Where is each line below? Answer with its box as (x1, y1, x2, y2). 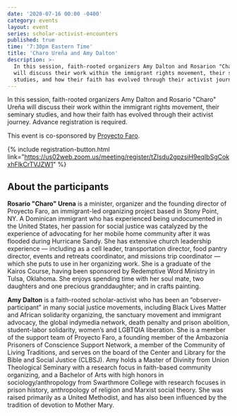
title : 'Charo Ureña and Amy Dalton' (7, 50, 119, 57)
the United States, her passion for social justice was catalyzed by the (7, 222, 208, 230)
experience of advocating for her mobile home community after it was (7, 230, 211, 238)
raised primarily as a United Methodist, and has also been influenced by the (7, 393, 227, 402)
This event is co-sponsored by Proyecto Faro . (7, 131, 140, 140)
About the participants (7, 181, 109, 193)
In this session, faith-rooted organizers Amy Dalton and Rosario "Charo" (7, 95, 217, 104)
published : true (7, 37, 55, 44)
